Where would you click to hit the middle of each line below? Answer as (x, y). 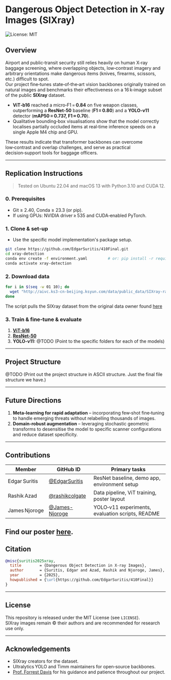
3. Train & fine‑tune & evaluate (44, 319)
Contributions (28, 455)
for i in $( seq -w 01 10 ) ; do (37, 287)
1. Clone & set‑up (27, 229)
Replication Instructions (44, 173)
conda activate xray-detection (38, 263)
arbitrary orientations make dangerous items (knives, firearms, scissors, (81, 73)
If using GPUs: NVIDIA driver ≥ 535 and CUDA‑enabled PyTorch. (79, 215)
